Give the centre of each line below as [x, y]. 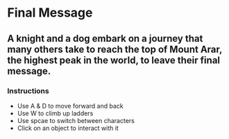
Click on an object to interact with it [68, 128]
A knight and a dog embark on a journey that [105, 39]
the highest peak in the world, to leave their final [114, 60]
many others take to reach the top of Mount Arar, [115, 49]
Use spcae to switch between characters [76, 120]
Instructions [28, 90]
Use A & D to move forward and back [70, 106]
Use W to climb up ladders [55, 113]
